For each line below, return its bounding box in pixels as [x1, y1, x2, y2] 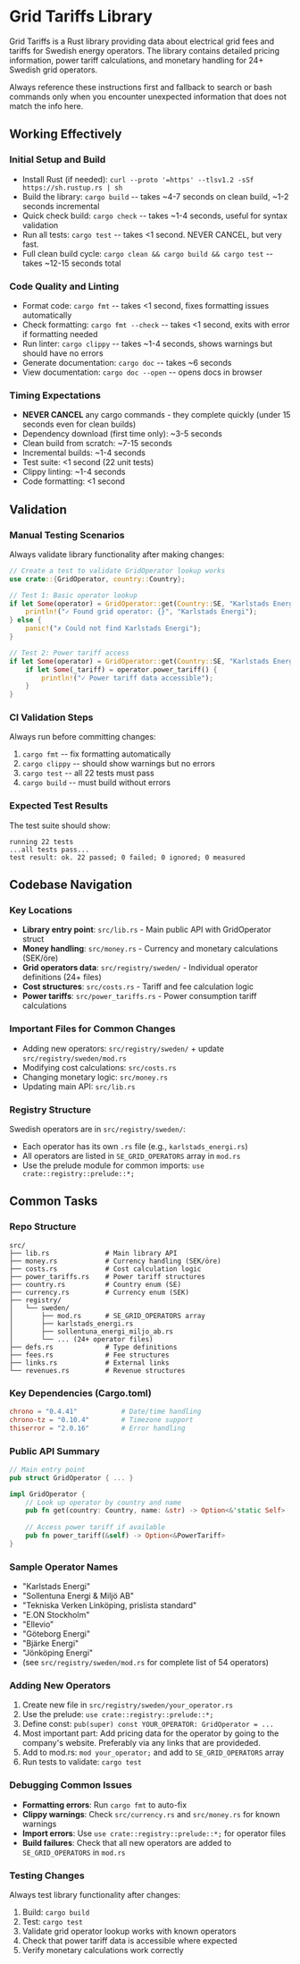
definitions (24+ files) [21, 972, 103, 983]
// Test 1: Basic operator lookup [9, 590, 138, 600]
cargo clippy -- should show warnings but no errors [21, 758, 216, 769]
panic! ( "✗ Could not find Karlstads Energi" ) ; [25, 624, 202, 633]
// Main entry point [9, 1465, 87, 1474]
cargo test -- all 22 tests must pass [21, 767, 154, 779]
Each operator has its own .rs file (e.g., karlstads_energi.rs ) [21, 1141, 248, 1152]
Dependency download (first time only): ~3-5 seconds [21, 428, 223, 439]
